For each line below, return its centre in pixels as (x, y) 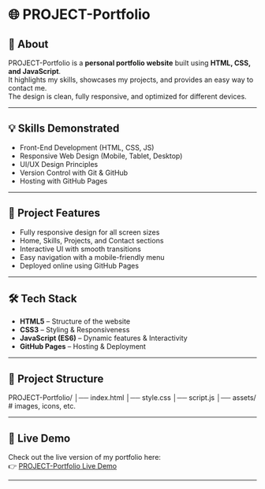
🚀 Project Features (54, 213)
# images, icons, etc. (42, 406)
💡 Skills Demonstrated (64, 129)
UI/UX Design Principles (59, 164)
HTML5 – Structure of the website (75, 321)
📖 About (28, 44)
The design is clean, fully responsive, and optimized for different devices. (127, 96)
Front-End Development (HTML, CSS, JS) (87, 147)
